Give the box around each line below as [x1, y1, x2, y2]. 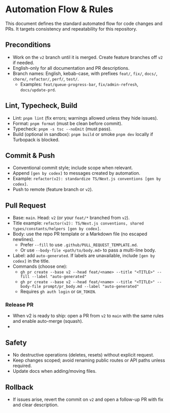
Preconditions [5, 41, 51, 49]
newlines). [12, 236, 35, 242]
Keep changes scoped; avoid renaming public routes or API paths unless [12, 357, 165, 364]
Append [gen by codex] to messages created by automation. [12, 170, 140, 176]
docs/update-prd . [20, 87, 56, 93]
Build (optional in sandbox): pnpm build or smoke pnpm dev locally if [12, 131, 154, 137]
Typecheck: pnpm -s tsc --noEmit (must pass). [12, 126, 112, 132]
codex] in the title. [12, 258, 50, 264]
